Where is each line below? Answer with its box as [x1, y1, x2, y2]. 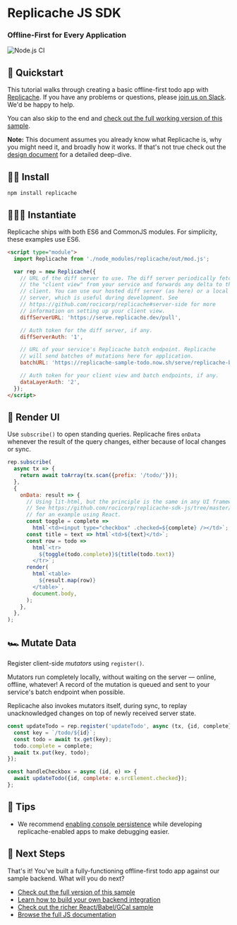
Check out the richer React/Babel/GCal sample [17, 902, 154, 911]
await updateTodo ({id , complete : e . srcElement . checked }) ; [13, 775, 188, 782]
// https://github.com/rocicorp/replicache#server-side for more [20, 301, 217, 308]
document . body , [32, 590, 78, 597]
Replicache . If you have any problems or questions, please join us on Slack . [7, 93, 227, 102]
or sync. [7, 445, 32, 454]
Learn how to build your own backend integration [17, 895, 161, 904]
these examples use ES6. [7, 235, 80, 243]
